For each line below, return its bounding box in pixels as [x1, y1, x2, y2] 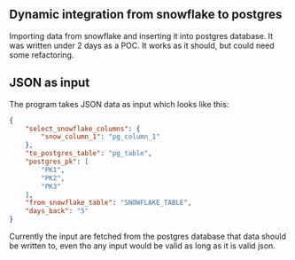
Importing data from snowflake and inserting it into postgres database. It [9, 30, 274, 41]
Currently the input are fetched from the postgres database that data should [9, 231, 286, 241]
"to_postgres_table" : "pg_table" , [25, 149, 152, 158]
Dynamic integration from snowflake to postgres [9, 7, 283, 22]
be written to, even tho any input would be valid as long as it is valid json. [9, 240, 276, 251]
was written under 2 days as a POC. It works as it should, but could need [9, 40, 275, 51]
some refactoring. [9, 49, 74, 60]
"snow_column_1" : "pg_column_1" [41, 132, 161, 141]
